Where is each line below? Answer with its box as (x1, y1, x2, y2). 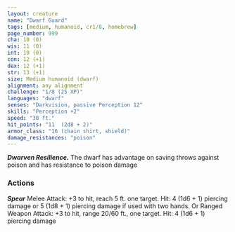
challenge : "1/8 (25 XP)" (7, 88, 83, 95)
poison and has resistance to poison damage (7, 161, 138, 169)
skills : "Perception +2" (7, 108, 80, 115)
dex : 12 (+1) (7, 62, 46, 69)
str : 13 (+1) (7, 69, 46, 76)
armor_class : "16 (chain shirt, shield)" (7, 128, 131, 135)
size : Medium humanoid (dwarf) (7, 75, 99, 83)
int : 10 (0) (7, 50, 42, 57)
